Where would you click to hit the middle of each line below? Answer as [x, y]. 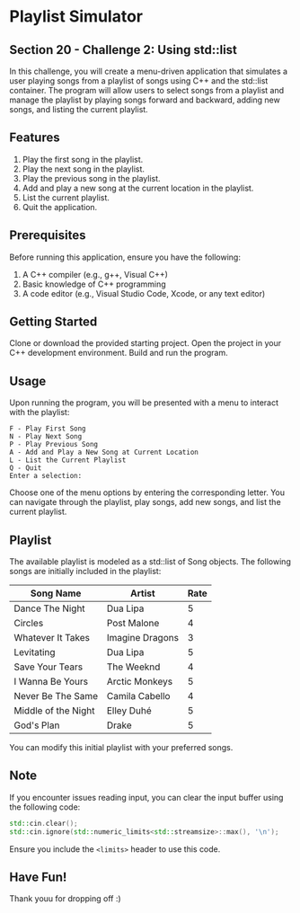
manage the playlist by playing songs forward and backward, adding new [145, 100]
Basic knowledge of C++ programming [94, 284]
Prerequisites [48, 235]
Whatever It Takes [52, 638]
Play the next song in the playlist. [84, 169]
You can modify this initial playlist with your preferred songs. [121, 748]
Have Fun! [38, 878]
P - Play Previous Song [54, 445]
